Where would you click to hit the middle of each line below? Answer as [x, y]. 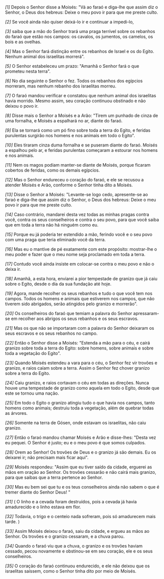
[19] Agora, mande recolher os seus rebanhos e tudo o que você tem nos [79, 293]
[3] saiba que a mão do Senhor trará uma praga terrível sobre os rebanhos [80, 31]
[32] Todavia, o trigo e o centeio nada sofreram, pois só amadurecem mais [80, 516]
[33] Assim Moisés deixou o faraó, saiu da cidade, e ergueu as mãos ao [77, 531]
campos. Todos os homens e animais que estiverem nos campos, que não [80, 299]
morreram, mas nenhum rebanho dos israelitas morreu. [61, 86]
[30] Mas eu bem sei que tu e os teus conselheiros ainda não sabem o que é [82, 487]
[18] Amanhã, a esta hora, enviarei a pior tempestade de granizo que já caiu [81, 279]
